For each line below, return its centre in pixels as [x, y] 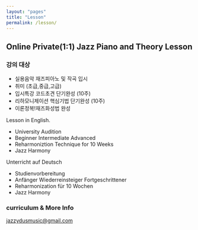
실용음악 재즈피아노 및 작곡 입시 [51, 79]
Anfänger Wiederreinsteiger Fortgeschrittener [71, 180]
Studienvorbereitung [40, 174]
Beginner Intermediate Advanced [55, 138]
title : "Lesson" [26, 17]
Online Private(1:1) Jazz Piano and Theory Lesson [99, 47]
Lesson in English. [28, 120]
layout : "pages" [26, 12]
